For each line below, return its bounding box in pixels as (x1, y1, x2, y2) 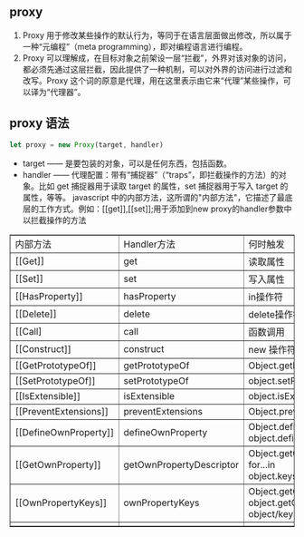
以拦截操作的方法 (22, 214, 87, 225)
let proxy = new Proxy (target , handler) (9, 140, 165, 150)
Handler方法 (123, 238, 176, 250)
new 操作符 (248, 343, 297, 356)
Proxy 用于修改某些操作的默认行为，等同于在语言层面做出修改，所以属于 (22, 29, 292, 41)
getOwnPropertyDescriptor (123, 458, 240, 471)
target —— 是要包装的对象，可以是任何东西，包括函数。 (22, 158, 233, 169)
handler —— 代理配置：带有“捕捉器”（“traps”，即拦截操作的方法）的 (22, 169, 279, 180)
